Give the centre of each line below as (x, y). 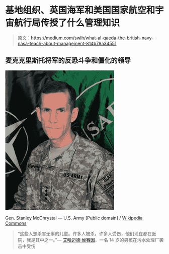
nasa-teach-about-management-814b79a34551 (67, 43)
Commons (16, 223)
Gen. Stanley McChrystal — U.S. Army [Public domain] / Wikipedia (74, 218)
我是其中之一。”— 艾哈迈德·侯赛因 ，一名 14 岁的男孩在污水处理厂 (93, 240)
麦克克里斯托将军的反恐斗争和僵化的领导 (68, 61)
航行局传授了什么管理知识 (67, 23)
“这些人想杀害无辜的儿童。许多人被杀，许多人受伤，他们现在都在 (84, 233)
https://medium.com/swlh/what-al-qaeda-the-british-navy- (92, 38)
